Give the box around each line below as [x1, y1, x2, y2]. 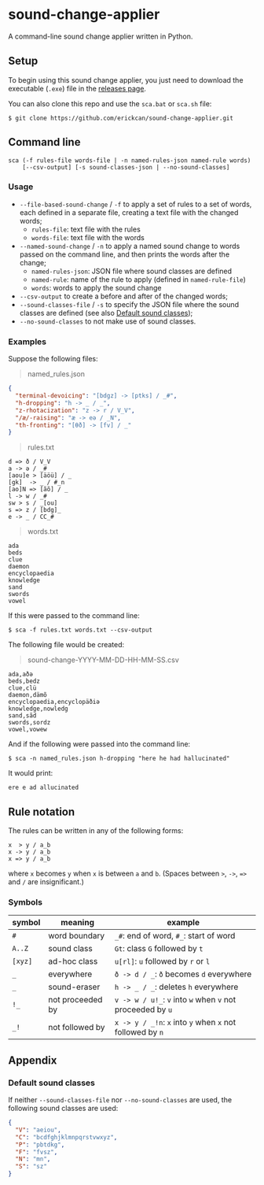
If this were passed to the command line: [8, 611, 140, 620]
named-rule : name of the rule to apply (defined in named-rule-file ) [31, 274, 246, 284]
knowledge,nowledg [8, 705, 68, 713]
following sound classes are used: [8, 1104, 119, 1113]
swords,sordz [8, 719, 51, 727]
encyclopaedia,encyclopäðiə [8, 698, 101, 706]
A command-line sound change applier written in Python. [8, 31, 193, 41]
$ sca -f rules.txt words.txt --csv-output [8, 626, 153, 635]
